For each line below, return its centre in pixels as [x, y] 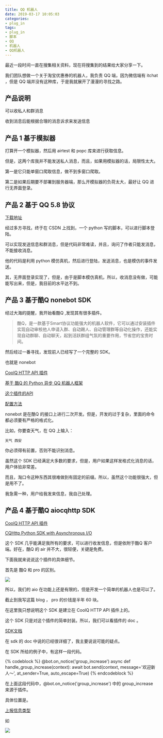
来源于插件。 [18, 689]
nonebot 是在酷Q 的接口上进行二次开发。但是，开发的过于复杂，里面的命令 [80, 414]
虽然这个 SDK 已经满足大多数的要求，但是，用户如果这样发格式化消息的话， [81, 460]
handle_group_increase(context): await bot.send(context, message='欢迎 [78, 667]
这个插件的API [19, 393]
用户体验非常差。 [22, 467]
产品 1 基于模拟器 [30, 138]
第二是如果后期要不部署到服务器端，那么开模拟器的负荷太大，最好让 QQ [77, 182]
